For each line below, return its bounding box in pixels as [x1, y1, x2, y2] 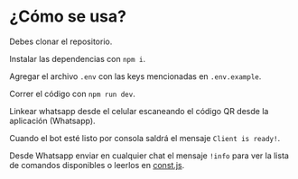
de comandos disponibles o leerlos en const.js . [9, 159, 185, 170]
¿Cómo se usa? [9, 6, 126, 27]
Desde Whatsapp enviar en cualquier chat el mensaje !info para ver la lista [9, 150, 289, 161]
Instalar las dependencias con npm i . [9, 53, 146, 64]
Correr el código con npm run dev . [9, 88, 135, 99]
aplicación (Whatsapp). [9, 115, 97, 126]
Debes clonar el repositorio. [9, 36, 113, 47]
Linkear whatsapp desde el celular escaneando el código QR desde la [9, 105, 269, 116]
